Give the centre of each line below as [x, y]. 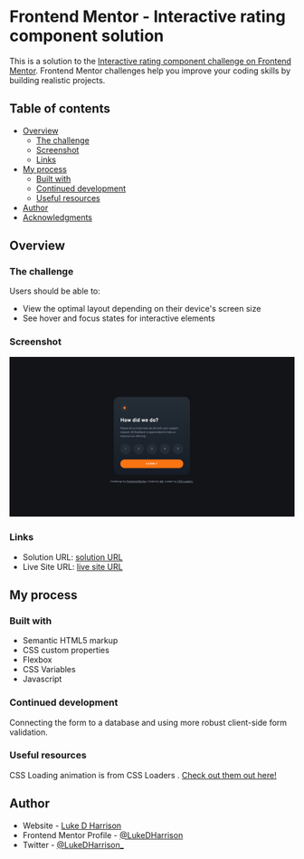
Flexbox [37, 660]
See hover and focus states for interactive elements [119, 318]
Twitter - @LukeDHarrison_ [73, 845]
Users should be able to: [55, 291]
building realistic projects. [57, 80]
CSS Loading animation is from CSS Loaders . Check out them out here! [143, 775]
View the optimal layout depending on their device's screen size [142, 309]
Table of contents [60, 109]
